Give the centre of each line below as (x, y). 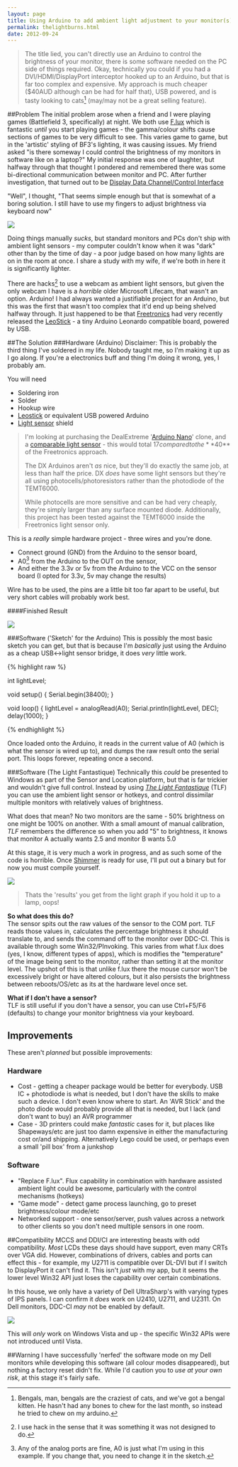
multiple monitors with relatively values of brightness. (85, 802)
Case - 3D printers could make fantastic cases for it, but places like (116, 1124)
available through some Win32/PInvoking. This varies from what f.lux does (116, 947)
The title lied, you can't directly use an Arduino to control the (113, 54)
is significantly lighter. (39, 268)
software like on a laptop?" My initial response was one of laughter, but (111, 159)
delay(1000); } (28, 716)
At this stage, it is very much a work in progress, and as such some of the (114, 853)
